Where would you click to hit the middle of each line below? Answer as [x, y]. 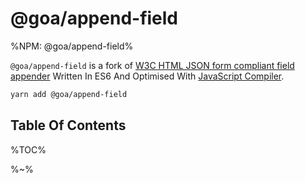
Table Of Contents [68, 125]
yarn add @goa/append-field [69, 94]
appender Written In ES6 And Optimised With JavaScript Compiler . [147, 76]
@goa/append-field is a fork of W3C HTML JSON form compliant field [152, 65]
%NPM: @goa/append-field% [72, 46]
